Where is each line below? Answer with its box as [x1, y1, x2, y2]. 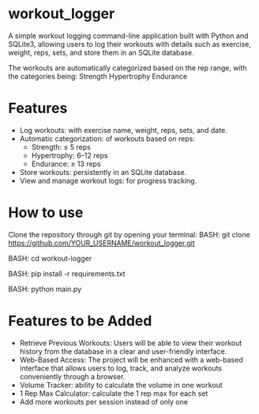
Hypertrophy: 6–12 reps [31, 150, 108, 160]
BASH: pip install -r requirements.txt [8, 268, 126, 278]
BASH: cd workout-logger [8, 253, 92, 263]
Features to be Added [8, 312, 152, 329]
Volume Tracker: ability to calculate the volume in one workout [19, 380, 223, 389]
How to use [8, 203, 84, 222]
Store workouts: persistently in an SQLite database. [19, 167, 187, 177]
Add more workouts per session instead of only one [19, 397, 188, 406]
